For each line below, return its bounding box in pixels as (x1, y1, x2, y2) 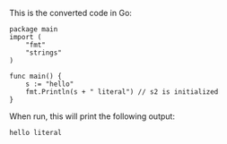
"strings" (25, 48, 63, 57)
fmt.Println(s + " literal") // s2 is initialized (25, 88, 219, 97)
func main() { (9, 72, 63, 80)
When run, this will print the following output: (9, 111, 175, 122)
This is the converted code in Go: (9, 8, 133, 18)
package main (9, 25, 58, 34)
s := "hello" (25, 80, 74, 89)
